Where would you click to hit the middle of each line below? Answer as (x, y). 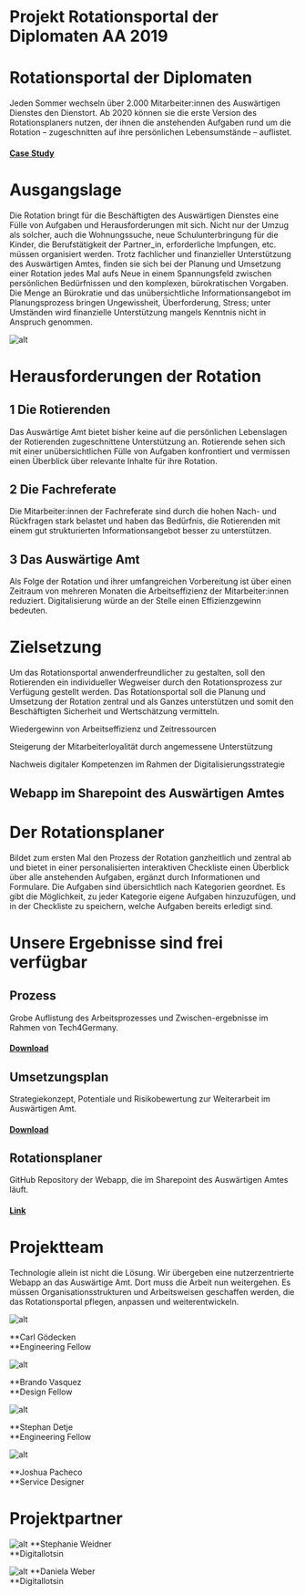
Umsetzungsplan (59, 1077)
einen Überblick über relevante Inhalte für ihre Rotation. (114, 461)
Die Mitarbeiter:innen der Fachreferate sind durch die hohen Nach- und (143, 512)
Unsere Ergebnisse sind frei (116, 942)
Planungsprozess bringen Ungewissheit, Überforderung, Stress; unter (140, 302)
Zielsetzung (56, 647)
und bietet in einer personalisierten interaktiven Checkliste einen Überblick (149, 867)
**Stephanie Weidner (71, 1544)
